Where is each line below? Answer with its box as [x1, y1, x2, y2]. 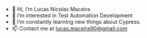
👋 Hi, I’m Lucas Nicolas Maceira [11, 6, 91, 12]
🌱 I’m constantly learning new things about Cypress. [11, 18, 141, 25]
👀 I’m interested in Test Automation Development [11, 12, 133, 19]
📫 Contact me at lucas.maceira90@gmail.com [11, 25, 128, 32]
